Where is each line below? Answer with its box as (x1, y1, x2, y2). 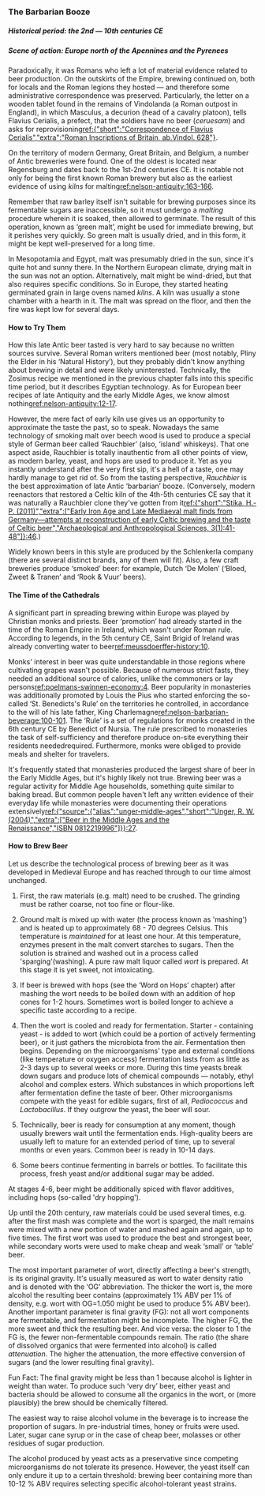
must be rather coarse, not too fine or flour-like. (19, 899, 175, 908)
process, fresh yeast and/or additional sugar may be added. (19, 1168, 215, 1178)
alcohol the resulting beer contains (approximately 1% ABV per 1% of (8, 1290, 233, 1299)
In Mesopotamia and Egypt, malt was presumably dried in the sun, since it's (8, 254, 254, 264)
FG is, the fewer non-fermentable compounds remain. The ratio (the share (8, 1332, 249, 1341)
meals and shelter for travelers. (8, 749, 110, 758)
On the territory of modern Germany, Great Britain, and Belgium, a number (8, 148, 249, 158)
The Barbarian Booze (8, 6, 91, 17)
